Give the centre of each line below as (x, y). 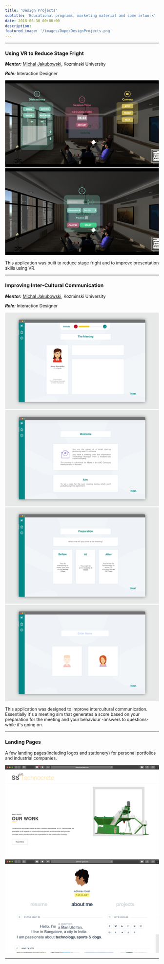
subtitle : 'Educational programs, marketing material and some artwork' (81, 15)
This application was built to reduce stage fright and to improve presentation (82, 263)
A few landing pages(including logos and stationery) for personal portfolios (81, 753)
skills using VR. (20, 268)
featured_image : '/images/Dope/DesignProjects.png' (59, 31)
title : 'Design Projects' (31, 10)
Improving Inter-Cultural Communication (54, 285)
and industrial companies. (31, 758)
